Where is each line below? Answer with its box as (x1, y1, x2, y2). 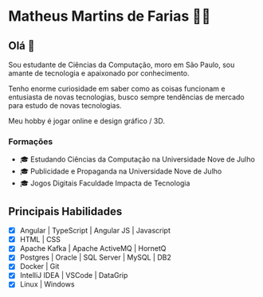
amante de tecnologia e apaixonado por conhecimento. (8, 68, 190, 78)
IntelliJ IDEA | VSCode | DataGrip (19, 271, 128, 280)
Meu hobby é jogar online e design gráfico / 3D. (8, 116, 165, 126)
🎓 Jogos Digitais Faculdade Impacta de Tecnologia (19, 178, 190, 188)
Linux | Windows (19, 279, 75, 289)
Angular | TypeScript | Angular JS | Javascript (19, 226, 171, 236)
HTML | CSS (19, 235, 61, 244)
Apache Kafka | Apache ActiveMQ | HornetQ (19, 244, 167, 253)
